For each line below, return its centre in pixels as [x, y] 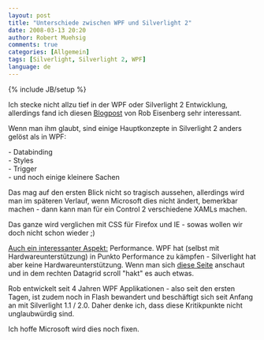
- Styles [21, 160]
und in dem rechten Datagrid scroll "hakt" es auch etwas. [101, 273]
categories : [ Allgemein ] [49, 52]
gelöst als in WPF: [37, 136]
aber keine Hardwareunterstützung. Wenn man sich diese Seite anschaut [126, 264]
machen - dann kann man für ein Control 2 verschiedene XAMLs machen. [128, 209]
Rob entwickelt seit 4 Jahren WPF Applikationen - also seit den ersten [121, 288]
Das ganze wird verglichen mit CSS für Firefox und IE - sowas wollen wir [125, 224]
